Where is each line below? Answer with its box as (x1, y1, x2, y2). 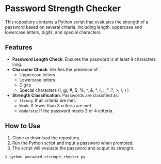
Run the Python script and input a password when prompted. (12, 140, 134, 146)
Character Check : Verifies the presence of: (12, 66, 99, 72)
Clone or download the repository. (12, 134, 81, 141)
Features (5, 43, 32, 51)
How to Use (5, 122, 41, 130)
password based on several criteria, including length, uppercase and (5, 24, 142, 30)
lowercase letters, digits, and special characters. (5, 29, 102, 35)
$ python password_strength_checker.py (5, 154, 86, 159)
